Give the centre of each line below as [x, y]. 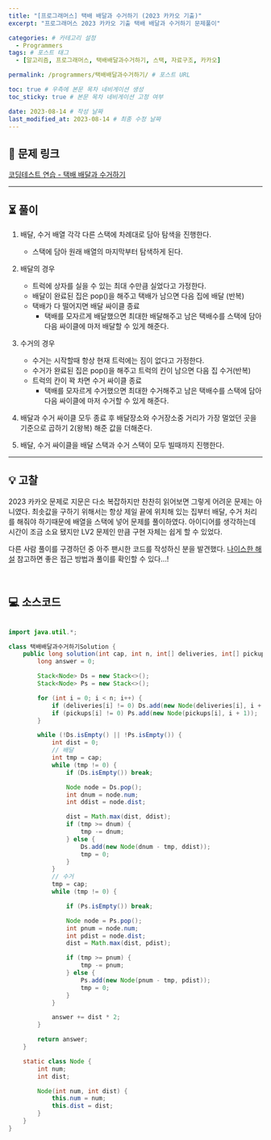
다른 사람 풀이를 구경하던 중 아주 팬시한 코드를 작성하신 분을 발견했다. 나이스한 [131, 548]
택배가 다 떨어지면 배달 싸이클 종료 [86, 306]
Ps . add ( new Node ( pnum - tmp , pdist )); [146, 980]
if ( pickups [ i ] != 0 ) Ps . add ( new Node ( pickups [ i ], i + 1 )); [154, 713]
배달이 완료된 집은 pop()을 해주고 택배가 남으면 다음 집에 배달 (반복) [138, 296]
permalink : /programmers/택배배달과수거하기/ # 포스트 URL [100, 75]
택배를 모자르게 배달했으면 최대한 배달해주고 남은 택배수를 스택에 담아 [153, 316]
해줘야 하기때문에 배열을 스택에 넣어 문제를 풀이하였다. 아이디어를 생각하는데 [136, 522]
